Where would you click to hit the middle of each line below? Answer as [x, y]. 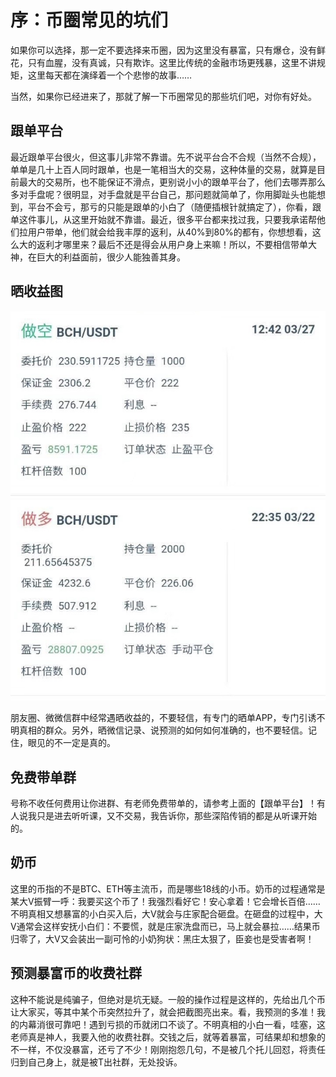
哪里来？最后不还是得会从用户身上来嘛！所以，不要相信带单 [185, 244]
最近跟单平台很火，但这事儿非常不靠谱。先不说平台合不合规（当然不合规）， [166, 157]
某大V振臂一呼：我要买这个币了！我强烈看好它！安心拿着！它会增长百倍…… [165, 901]
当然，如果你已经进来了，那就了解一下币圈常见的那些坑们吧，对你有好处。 [163, 96]
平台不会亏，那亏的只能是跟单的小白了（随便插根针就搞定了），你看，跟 [174, 207]
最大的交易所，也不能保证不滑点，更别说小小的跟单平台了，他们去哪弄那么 [172, 182]
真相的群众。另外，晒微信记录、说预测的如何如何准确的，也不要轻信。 [163, 730]
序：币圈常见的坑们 [89, 20]
